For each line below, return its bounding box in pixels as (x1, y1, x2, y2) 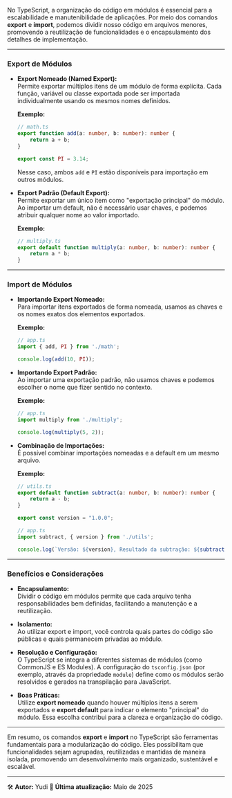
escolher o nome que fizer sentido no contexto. (17, 383, 153, 392)
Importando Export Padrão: (17, 368, 97, 377)
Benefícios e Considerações (7, 569, 104, 579)
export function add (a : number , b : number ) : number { (17, 130, 176, 137)
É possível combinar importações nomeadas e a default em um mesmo (17, 448, 220, 457)
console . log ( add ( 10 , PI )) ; (17, 356, 95, 363)
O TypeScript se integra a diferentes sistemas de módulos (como (17, 655, 202, 664)
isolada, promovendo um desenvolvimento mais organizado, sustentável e (7, 755, 218, 763)
